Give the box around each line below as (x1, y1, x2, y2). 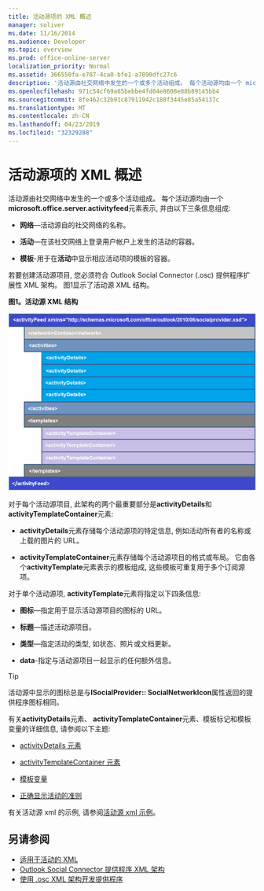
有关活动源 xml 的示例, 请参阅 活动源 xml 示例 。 (8, 807, 160, 817)
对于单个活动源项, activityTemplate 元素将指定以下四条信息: (8, 588, 202, 598)
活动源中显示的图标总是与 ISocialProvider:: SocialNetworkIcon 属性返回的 (8, 687, 247, 697)
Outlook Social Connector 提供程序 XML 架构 (19, 865, 165, 874)
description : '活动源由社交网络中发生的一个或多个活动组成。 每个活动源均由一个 (8, 79, 243, 87)
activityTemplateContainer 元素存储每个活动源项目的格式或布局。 (19, 552, 233, 561)
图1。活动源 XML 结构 (8, 296, 79, 306)
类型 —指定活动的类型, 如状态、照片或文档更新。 (19, 639, 175, 648)
